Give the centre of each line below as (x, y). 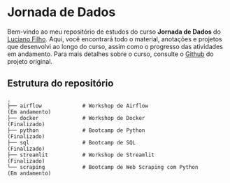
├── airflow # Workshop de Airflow (78, 106)
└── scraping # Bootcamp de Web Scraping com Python (103, 167)
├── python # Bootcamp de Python (76, 130)
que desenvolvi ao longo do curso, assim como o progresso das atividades (115, 46)
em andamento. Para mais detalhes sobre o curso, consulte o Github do (110, 54)
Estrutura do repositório (60, 84)
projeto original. (30, 61)
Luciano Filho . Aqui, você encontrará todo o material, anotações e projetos (115, 39)
